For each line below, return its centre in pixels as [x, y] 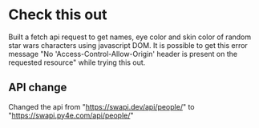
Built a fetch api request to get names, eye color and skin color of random [129, 37]
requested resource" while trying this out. [77, 62]
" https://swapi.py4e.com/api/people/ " [71, 115]
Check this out [58, 15]
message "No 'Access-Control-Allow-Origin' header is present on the [123, 54]
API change [38, 88]
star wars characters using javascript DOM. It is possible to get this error [128, 45]
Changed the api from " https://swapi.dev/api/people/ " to [101, 106]
